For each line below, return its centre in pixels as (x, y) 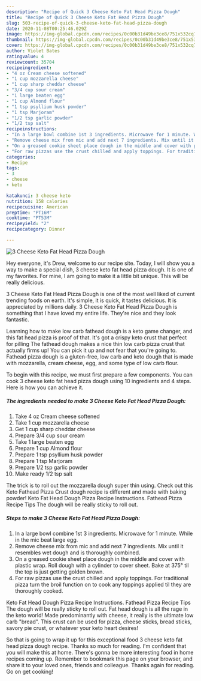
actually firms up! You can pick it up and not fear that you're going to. (92, 350)
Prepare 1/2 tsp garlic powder (51, 467)
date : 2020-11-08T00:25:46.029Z (46, 29)
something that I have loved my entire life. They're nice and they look (91, 313)
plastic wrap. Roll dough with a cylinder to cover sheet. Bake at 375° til (102, 565)
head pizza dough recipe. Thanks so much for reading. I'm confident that (96, 646)
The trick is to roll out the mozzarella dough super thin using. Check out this (100, 485)
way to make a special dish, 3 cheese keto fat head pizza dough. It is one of (100, 269)
